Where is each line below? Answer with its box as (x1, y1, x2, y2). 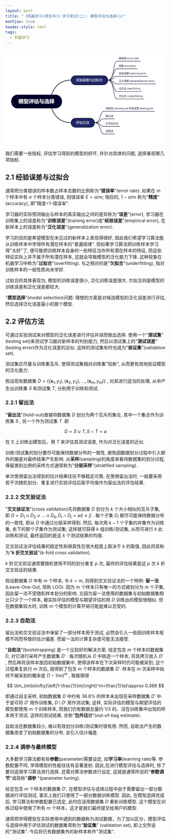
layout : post (5, 8, 33, 13)
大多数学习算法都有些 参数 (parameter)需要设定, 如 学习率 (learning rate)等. (5, 756, 158, 762)
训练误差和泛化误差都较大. (5, 283, 61, 290)
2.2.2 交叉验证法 (5, 493, 46, 500)
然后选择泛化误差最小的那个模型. (5, 301, 74, 307)
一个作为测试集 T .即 (26, 418, 69, 424)
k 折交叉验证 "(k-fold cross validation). (12, 549, 91, 555)
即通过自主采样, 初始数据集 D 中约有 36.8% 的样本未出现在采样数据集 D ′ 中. (5, 693, 163, 699)
